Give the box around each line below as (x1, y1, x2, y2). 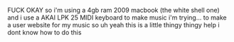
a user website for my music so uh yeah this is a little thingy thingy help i (7, 21, 220, 29)
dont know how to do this (7, 28, 82, 36)
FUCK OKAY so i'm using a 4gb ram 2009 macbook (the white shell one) (7, 6, 220, 14)
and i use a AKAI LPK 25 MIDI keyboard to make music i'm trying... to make (7, 13, 227, 22)
